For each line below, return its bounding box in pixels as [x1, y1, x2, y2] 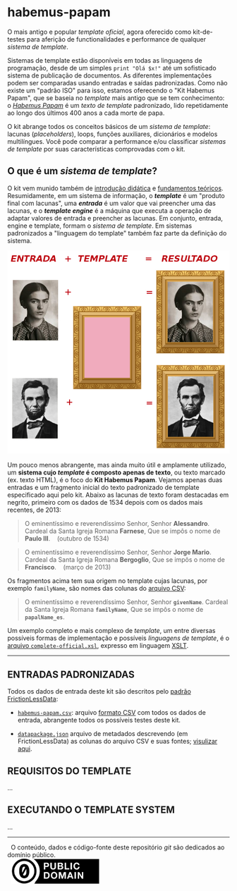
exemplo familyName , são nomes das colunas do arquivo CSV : [7, 584, 186, 593]
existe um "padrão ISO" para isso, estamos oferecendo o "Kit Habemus [7, 86, 215, 94]
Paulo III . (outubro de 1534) [24, 534, 109, 543]
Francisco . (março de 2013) [24, 563, 111, 572]
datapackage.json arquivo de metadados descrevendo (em [17, 730, 188, 738]
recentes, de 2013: [7, 505, 62, 515]
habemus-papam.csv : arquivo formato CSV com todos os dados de [17, 708, 206, 717]
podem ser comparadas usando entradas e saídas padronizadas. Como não [7, 78, 228, 87]
